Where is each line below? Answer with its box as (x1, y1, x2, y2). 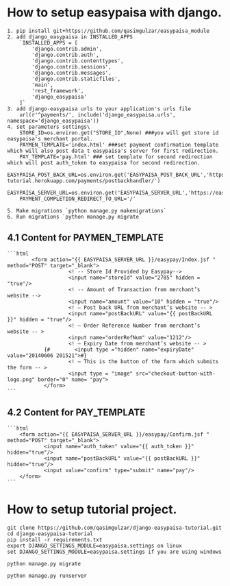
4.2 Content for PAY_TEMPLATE (7, 406, 146, 419)
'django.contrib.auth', (31, 51, 99, 58)
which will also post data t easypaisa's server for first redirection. (7, 147, 219, 154)
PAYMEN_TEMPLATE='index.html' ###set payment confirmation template (19, 141, 219, 148)
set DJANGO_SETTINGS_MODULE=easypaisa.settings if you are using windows (7, 548, 222, 555)
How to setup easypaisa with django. (7, 5, 222, 21)
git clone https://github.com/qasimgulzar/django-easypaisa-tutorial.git (7, 524, 222, 531)
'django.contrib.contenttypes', (31, 57, 125, 64)
